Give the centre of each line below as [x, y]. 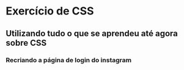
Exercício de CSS [50, 11]
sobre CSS [26, 43]
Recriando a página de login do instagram [69, 60]
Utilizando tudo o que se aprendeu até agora [92, 33]
